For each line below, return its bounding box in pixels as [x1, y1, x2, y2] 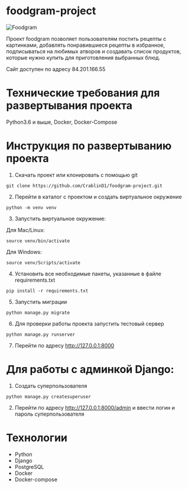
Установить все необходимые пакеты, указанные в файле [14, 270, 161, 277]
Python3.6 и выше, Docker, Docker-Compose [6, 118, 118, 126]
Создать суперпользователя [14, 382, 87, 389]
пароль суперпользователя [14, 410, 85, 417]
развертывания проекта [6, 99, 133, 112]
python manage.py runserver [6, 332, 76, 337]
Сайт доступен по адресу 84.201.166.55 [6, 65, 106, 72]
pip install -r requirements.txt [6, 288, 89, 294]
